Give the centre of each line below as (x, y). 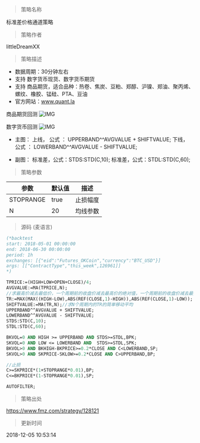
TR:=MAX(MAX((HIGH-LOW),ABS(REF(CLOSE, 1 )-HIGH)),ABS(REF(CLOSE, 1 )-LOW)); (100, 299)
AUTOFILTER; (21, 387)
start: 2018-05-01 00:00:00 (41, 244)
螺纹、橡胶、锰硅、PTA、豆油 (51, 94)
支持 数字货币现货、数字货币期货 (55, 79)
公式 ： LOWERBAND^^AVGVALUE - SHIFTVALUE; (76, 147)
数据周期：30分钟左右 (42, 72)
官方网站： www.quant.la (45, 101)
